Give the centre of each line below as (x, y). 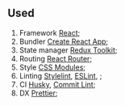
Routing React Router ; (56, 58)
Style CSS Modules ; (52, 67)
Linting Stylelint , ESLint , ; (60, 75)
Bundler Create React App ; (64, 41)
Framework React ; (50, 32)
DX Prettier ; (38, 93)
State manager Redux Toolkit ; (68, 50)
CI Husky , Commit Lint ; (57, 84)
